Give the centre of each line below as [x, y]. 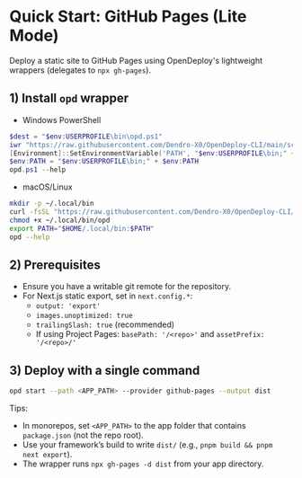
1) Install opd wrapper [69, 98]
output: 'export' [68, 306]
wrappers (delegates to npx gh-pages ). [80, 70]
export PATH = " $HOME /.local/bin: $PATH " [82, 228]
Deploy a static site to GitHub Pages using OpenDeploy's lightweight [136, 60]
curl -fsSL [30, 212]
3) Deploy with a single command [105, 370]
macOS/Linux [48, 187]
